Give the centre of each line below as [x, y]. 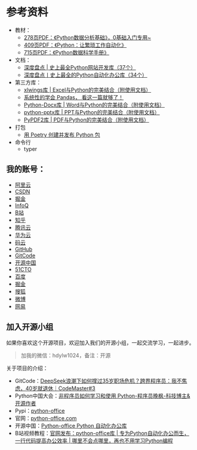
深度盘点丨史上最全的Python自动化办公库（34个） [85, 75]
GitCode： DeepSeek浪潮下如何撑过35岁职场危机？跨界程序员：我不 [98, 381]
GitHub [24, 249]
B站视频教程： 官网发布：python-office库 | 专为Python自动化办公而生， [102, 433]
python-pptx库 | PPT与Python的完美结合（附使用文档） [92, 112]
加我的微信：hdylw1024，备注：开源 [66, 355]
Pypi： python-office [40, 411]
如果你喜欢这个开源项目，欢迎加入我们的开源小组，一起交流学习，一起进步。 [100, 342]
